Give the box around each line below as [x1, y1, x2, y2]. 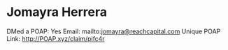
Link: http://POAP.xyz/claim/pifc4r [6, 34, 105, 42]
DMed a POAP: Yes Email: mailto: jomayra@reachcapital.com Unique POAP [6, 27, 221, 35]
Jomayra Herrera [6, 4, 108, 20]
